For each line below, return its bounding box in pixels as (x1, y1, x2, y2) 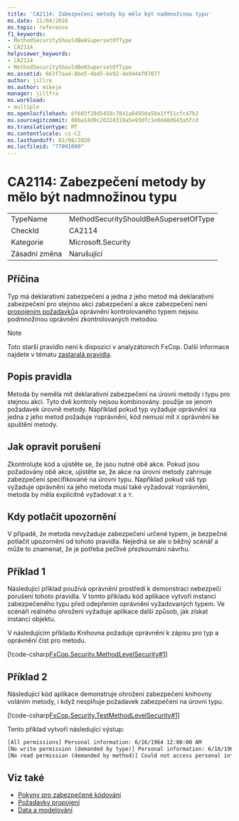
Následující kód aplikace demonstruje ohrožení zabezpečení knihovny (7, 690, 212, 698)
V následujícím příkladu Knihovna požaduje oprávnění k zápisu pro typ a (7, 629, 219, 638)
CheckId (11, 226, 39, 236)
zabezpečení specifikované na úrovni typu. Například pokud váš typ (7, 475, 207, 483)
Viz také (7, 772, 45, 784)
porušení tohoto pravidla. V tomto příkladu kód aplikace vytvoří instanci (7, 592, 216, 600)
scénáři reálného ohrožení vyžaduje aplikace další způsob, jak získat (7, 608, 208, 616)
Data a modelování (17, 806, 73, 815)
